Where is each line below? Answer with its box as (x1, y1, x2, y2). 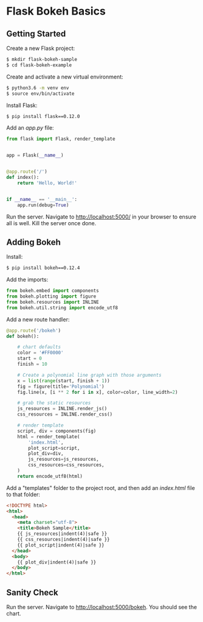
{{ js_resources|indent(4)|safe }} (17, 531, 108, 537)
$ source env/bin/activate (6, 90, 75, 97)
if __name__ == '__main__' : (6, 196, 78, 202)
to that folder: (6, 491, 41, 498)
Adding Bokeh (6, 237, 61, 247)
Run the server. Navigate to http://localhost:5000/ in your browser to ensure (6, 213, 196, 220)
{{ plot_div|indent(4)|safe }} (17, 559, 97, 565)
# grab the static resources (17, 400, 91, 406)
